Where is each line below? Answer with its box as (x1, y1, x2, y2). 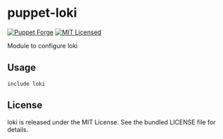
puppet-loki (7, 5, 77, 21)
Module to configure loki (7, 41, 79, 50)
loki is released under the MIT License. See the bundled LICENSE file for (7, 117, 216, 126)
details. (7, 125, 29, 133)
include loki (7, 80, 46, 87)
